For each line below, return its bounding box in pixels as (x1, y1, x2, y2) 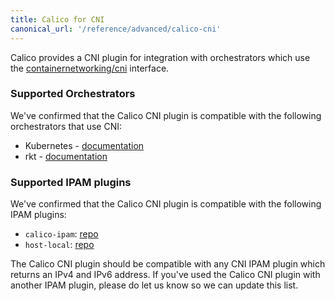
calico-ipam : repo (24, 228, 99, 240)
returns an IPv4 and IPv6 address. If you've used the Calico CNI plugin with (10, 269, 321, 281)
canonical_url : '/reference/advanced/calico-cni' (10, 24, 222, 34)
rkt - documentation (24, 150, 108, 162)
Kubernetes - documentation (24, 139, 145, 151)
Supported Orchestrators (10, 87, 136, 101)
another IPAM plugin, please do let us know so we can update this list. (10, 279, 299, 291)
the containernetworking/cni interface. (10, 62, 170, 74)
